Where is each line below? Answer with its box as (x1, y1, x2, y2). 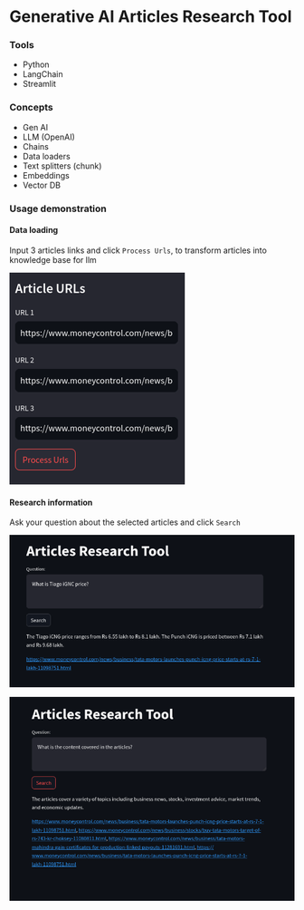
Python (22, 59, 50, 70)
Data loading (9, 225, 59, 236)
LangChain (22, 69, 63, 80)
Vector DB (22, 179, 62, 190)
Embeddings (22, 169, 70, 180)
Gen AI (22, 121, 49, 132)
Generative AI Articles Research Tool (9, 6, 292, 27)
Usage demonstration (9, 202, 107, 215)
